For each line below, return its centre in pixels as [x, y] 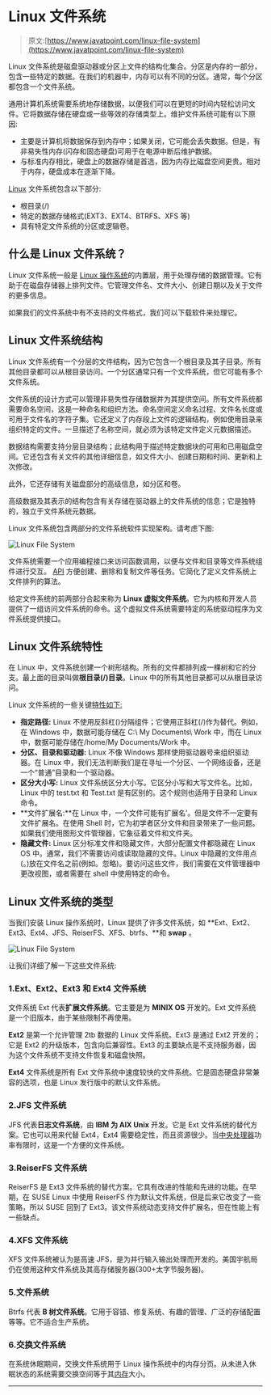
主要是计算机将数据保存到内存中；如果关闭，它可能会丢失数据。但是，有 [140, 141]
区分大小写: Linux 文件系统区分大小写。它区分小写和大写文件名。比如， [138, 783]
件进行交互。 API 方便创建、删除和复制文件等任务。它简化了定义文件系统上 [133, 571]
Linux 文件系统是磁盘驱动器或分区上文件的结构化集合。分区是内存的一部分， [135, 66]
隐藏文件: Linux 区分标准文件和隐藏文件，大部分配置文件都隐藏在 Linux [138, 843]
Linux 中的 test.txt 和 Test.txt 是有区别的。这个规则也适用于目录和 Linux [139, 793]
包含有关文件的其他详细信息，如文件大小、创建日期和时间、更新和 [146, 456]
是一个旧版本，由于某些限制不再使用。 [72, 1018]
